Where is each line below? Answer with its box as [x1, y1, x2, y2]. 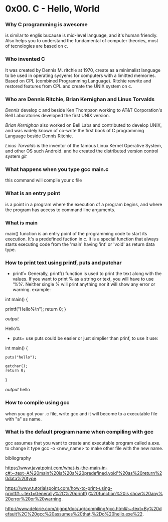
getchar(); [5, 364, 28, 369]
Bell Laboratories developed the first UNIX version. [5, 113, 110, 119]
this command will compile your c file [5, 177, 82, 184]
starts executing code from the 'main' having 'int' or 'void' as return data [5, 241, 155, 247]
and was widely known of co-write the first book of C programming [5, 128, 144, 134]
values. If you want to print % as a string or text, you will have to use [12, 276, 154, 282]
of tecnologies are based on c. [5, 43, 69, 49]
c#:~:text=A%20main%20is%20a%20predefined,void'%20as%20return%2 [5, 470, 162, 476]
